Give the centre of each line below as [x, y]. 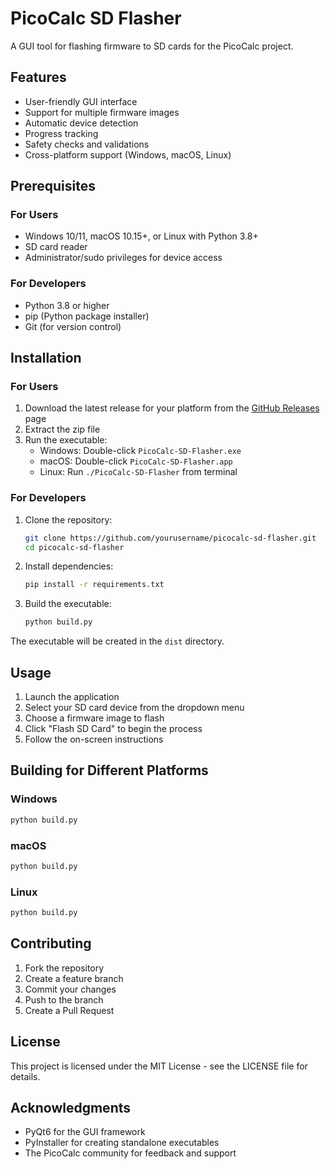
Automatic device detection [81, 123]
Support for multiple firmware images [102, 112]
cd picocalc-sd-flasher [74, 547]
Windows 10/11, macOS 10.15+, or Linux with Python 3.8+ [141, 236]
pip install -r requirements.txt [94, 585]
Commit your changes [70, 989]
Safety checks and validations [87, 144]
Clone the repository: [68, 519]
